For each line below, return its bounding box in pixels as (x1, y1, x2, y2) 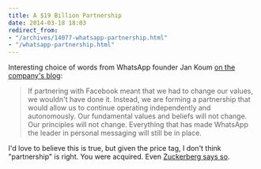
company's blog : (8, 71, 63, 81)
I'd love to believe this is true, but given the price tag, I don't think (8, 144, 221, 153)
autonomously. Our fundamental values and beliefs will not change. (27, 111, 248, 121)
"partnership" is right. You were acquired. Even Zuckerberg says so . (8, 152, 230, 162)
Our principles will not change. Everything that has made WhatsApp (27, 120, 249, 130)
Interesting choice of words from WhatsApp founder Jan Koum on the (8, 62, 236, 72)
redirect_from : (8, 26, 59, 34)
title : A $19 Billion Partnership (8, 11, 123, 20)
